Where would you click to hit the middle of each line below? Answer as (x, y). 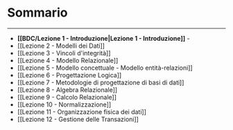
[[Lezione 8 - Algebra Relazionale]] (67, 90)
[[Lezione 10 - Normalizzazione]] (64, 104)
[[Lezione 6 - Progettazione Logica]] (69, 75)
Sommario (37, 13)
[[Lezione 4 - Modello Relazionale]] (68, 60)
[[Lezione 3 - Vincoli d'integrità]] (64, 53)
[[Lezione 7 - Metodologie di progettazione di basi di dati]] (101, 82)
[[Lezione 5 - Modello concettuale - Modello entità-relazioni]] (105, 68)
